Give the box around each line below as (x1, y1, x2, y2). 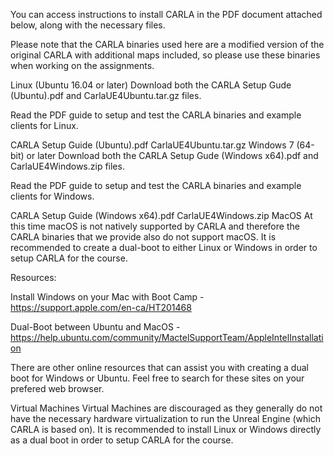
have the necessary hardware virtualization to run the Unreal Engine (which (10, 413, 321, 424)
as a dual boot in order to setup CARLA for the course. (10, 434, 234, 446)
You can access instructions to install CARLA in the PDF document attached (10, 9, 323, 20)
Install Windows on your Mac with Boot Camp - (10, 291, 205, 303)
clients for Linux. (10, 120, 79, 131)
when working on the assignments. (10, 60, 155, 71)
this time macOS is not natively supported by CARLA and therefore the (10, 220, 300, 232)
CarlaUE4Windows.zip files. (10, 160, 125, 172)
